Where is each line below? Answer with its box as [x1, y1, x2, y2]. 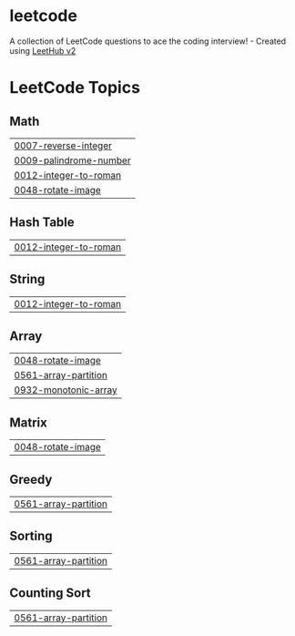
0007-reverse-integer [14, 138, 112, 151]
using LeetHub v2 [9, 45, 76, 56]
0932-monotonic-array [14, 384, 118, 396]
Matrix [9, 415, 47, 430]
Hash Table [9, 215, 75, 231]
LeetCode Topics [9, 77, 141, 98]
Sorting [9, 528, 53, 544]
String [9, 272, 46, 287]
